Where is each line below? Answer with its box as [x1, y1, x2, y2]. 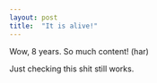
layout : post [9, 12, 58, 22]
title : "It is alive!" [9, 21, 99, 30]
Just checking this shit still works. [9, 63, 135, 74]
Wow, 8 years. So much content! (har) [9, 46, 150, 56]
